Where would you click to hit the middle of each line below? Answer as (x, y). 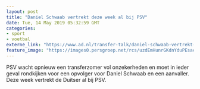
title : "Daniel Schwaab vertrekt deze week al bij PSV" (77, 17)
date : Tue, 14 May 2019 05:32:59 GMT (53, 23)
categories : (21, 28)
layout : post (22, 12)
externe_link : (24, 45)
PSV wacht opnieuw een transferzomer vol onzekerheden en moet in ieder (98, 67)
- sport (16, 34)
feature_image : (25, 50)
